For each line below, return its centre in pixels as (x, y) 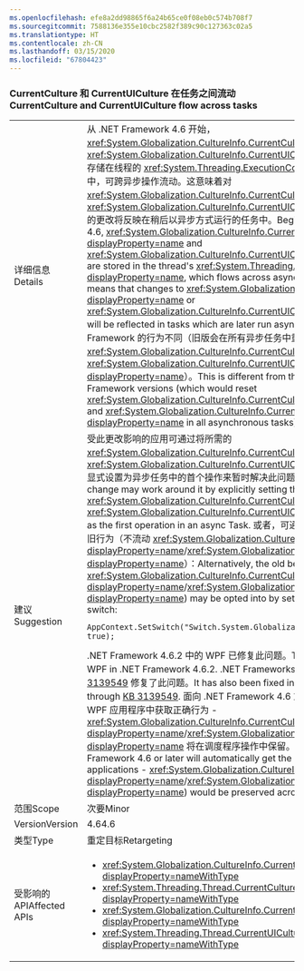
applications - (117, 770)
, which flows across (228, 278)
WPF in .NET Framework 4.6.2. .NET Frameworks (191, 670)
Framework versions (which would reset (172, 388)
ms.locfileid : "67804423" (58, 60)
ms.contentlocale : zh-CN (56, 43)
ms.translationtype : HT (54, 34)
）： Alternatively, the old (234, 564)
